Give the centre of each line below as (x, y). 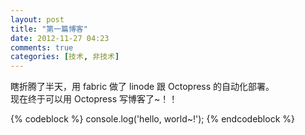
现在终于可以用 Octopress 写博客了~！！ (94, 99)
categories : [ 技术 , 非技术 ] (65, 57)
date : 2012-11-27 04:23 (60, 38)
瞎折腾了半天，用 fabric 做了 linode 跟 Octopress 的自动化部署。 (142, 87)
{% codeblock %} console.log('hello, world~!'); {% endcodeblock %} (152, 119)
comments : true (42, 47)
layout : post (37, 19)
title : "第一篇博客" (49, 29)
